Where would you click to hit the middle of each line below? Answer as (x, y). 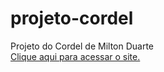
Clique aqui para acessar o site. (75, 56)
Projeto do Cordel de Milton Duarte (82, 46)
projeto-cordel (72, 18)
